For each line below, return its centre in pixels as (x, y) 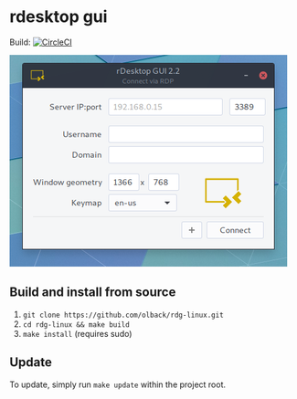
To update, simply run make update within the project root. (118, 384)
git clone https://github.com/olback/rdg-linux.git (123, 315)
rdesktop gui (58, 17)
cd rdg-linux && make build (76, 325)
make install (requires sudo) (77, 333)
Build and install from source (93, 293)
